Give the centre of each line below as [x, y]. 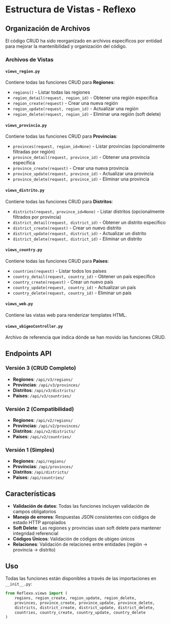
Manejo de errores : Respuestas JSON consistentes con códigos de [84, 517]
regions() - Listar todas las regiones [51, 92]
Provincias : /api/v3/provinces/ [46, 385]
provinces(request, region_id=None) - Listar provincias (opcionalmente [89, 146]
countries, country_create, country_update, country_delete [80, 612]
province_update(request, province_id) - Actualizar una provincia [83, 174]
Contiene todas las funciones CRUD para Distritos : [59, 201]
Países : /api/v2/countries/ [42, 437]
